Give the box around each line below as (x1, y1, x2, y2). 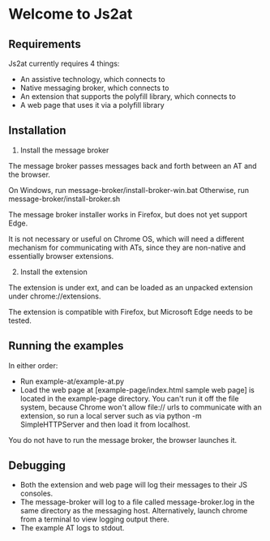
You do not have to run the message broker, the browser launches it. (8, 435, 238, 444)
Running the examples (8, 339, 124, 353)
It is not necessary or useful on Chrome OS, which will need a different (8, 234, 245, 243)
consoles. (19, 488, 54, 499)
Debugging (8, 459, 66, 473)
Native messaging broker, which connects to (19, 83, 169, 92)
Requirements (8, 37, 81, 51)
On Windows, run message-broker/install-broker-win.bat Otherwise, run (8, 185, 250, 195)
